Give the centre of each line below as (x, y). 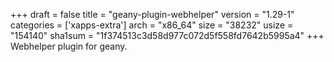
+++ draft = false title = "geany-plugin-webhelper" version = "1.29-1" (152, 14)
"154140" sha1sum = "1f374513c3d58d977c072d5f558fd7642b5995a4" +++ (167, 35)
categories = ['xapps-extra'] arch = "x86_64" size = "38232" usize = (152, 25)
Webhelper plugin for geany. (69, 46)
